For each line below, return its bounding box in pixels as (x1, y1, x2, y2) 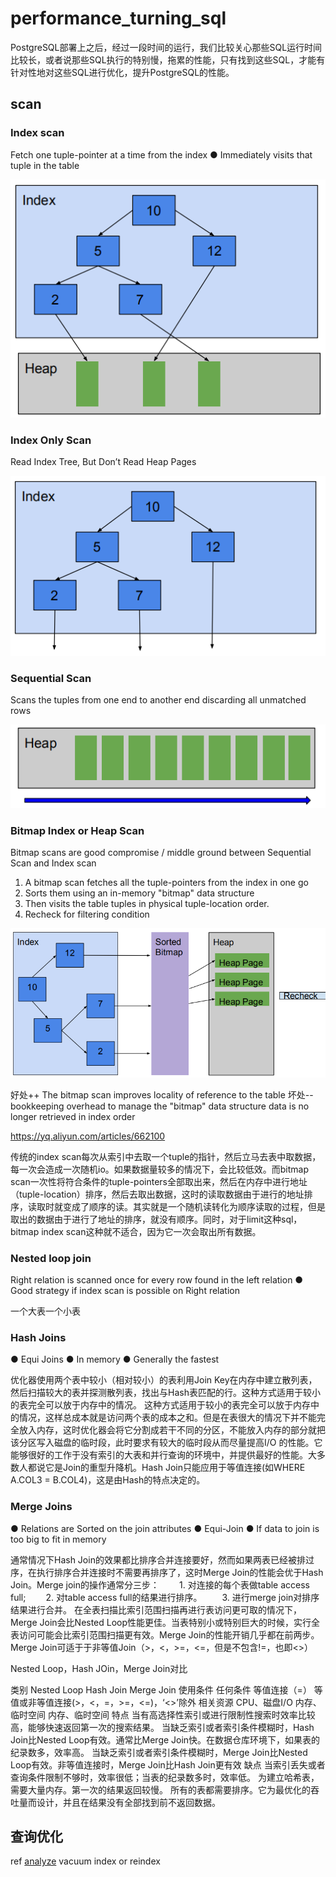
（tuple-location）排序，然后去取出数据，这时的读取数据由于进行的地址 (10, 1188, 305, 1200)
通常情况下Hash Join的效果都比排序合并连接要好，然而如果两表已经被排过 (10, 1553, 315, 1566)
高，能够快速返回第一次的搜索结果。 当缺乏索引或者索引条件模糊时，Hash (10, 1721, 315, 1733)
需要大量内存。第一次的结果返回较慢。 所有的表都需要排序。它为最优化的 (10, 1783, 311, 1796)
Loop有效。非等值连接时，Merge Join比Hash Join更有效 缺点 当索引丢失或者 (10, 1758, 326, 1771)
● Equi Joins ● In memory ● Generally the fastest (10, 1353, 220, 1366)
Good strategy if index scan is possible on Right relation (10, 1285, 241, 1297)
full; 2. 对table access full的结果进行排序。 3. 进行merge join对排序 (10, 1591, 320, 1603)
